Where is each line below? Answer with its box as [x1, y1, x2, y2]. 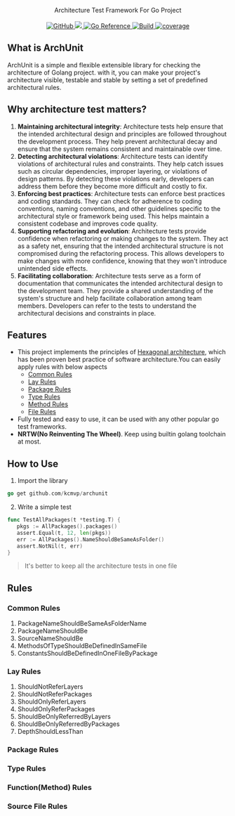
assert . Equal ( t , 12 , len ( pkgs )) [16, 529, 112, 536]
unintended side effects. [17, 264, 88, 273]
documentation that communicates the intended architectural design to [17, 279, 223, 287]
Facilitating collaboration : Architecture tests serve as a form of [17, 271, 201, 280]
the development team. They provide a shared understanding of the [17, 286, 214, 294]
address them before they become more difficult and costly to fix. [17, 182, 208, 190]
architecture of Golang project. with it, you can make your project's [7, 68, 201, 77]
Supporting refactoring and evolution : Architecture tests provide [17, 226, 207, 235]
